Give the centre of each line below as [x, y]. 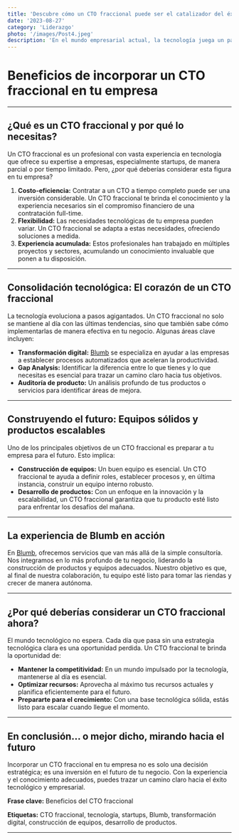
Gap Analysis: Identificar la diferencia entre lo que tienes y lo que [114, 367]
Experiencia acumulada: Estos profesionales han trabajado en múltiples [123, 243]
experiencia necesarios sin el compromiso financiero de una [106, 205]
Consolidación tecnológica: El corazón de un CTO [119, 288]
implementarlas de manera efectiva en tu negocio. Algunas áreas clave [111, 331]
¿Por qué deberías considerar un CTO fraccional [116, 612]
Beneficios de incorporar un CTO [106, 76]
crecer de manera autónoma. [50, 583]
